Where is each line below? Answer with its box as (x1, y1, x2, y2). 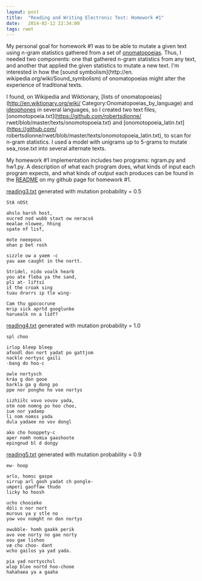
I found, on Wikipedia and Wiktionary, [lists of (6, 93, 120, 100)
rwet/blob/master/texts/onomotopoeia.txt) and (6, 119, 123, 127)
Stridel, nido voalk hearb (6, 269, 75, 275)
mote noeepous (6, 237, 42, 243)
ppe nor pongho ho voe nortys (6, 387, 83, 393)
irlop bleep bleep (6, 344, 53, 350)
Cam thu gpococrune (6, 301, 56, 307)
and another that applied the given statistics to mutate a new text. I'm (6, 62, 180, 69)
